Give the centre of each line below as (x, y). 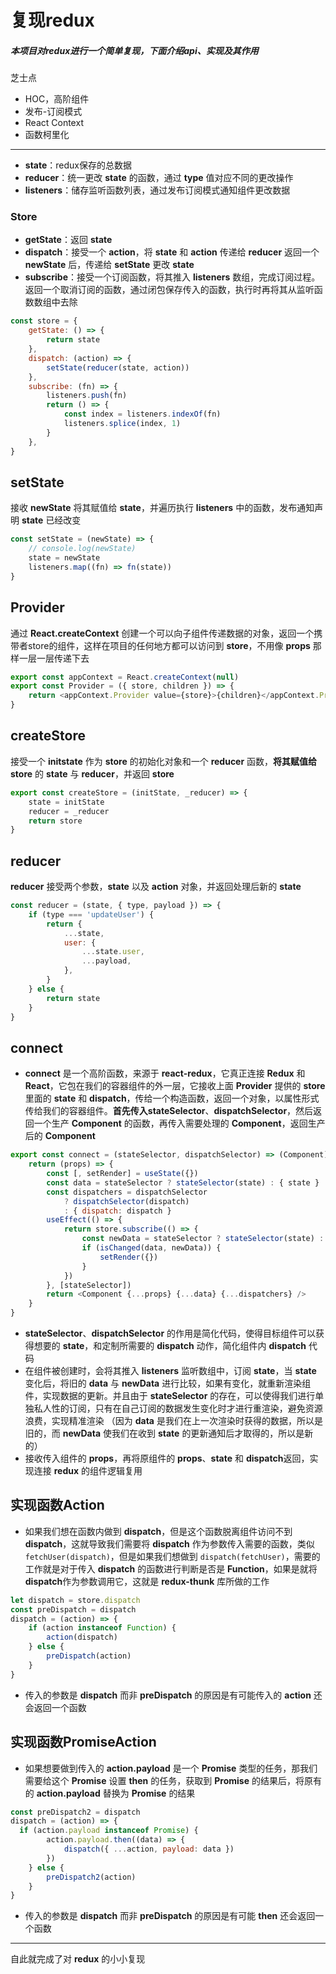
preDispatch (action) (89, 1656)
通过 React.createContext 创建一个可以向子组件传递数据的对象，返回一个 (162, 633)
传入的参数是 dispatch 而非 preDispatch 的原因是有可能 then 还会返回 (170, 1916)
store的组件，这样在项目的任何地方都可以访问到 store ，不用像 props (169, 645)
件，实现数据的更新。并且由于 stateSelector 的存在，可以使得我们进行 (170, 1396)
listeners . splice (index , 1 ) (122, 424)
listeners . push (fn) (87, 396)
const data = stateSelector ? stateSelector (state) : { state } (183, 1182)
